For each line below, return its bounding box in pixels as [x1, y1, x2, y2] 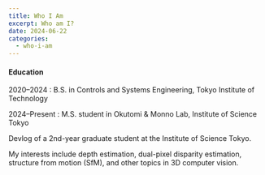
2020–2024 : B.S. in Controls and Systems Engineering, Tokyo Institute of [8, 85, 255, 95]
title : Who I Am [8, 11, 63, 20]
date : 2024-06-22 [8, 27, 67, 35]
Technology [8, 94, 49, 104]
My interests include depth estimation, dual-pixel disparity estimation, [8, 149, 242, 159]
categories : [8, 34, 49, 43]
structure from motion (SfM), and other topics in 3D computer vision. [8, 158, 239, 168]
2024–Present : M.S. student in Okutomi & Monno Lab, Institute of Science [8, 109, 258, 119]
